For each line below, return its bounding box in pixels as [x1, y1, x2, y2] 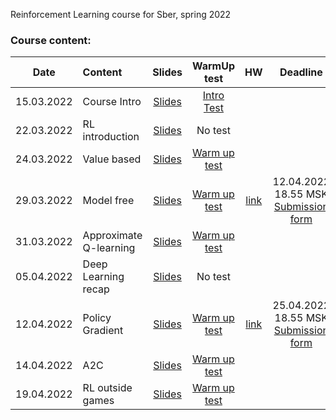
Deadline [279, 65, 323, 79]
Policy [82, 311, 112, 325]
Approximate [82, 229, 143, 243]
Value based [82, 152, 142, 166]
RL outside [82, 381, 133, 395]
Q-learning [82, 241, 136, 255]
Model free [82, 194, 135, 208]
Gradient [82, 324, 124, 338]
